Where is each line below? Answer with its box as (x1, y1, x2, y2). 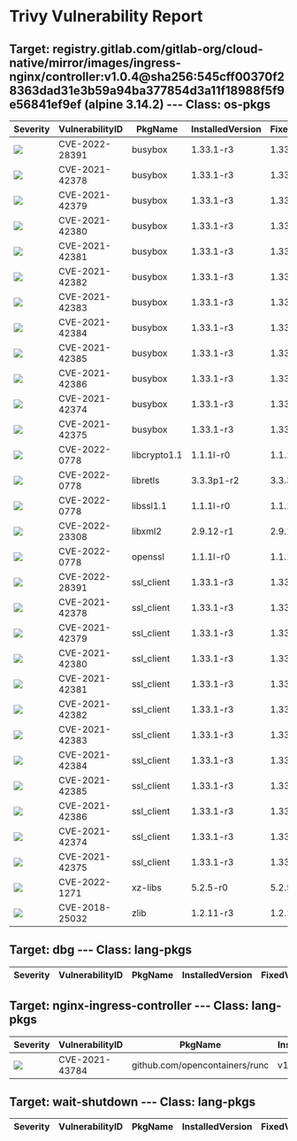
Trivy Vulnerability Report (9, 6, 203, 27)
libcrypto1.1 (131, 449, 183, 461)
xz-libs (131, 882, 162, 893)
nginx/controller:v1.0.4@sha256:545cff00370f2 (9, 69, 285, 84)
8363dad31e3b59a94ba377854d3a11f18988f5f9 (9, 82, 286, 98)
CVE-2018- (58, 901, 111, 914)
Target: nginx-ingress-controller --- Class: (9, 998, 249, 1014)
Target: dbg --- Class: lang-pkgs (9, 943, 193, 958)
